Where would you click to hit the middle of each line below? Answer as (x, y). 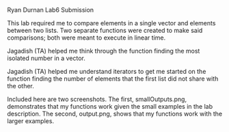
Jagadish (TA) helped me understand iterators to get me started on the (107, 71)
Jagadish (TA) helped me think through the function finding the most (104, 51)
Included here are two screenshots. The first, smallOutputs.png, (97, 99)
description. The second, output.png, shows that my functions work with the (115, 114)
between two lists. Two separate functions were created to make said (105, 30)
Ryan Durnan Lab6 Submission (51, 10)
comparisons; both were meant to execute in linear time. (86, 38)
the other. (21, 86)
